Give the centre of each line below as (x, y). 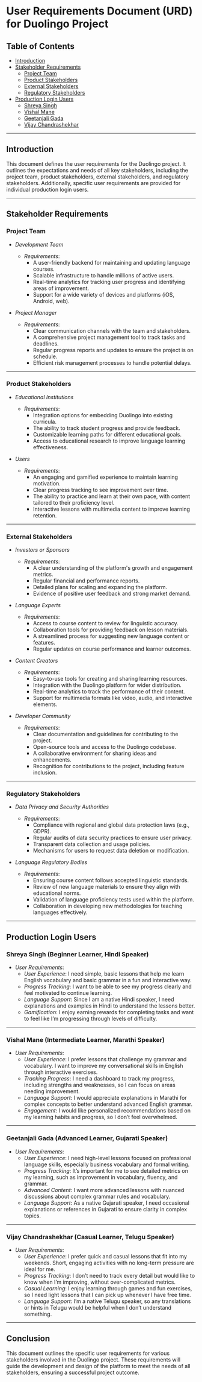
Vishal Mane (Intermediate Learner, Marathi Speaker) (86, 1040)
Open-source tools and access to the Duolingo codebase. (104, 747)
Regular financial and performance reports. (86, 581)
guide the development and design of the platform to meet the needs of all (98, 1366)
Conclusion (28, 1339)
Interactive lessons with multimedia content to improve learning (112, 509)
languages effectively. (60, 912)
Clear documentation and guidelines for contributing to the (106, 734)
